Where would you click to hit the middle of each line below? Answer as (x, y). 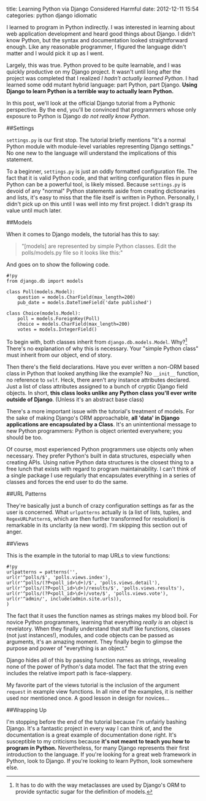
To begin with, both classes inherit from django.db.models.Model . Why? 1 (97, 341)
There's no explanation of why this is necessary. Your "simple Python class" (102, 348)
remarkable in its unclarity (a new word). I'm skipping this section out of (97, 525)
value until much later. (34, 210)
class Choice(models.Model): (44, 313)
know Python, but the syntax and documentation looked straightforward (97, 40)
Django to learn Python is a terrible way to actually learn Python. (90, 91)
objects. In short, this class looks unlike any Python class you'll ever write (102, 393)
